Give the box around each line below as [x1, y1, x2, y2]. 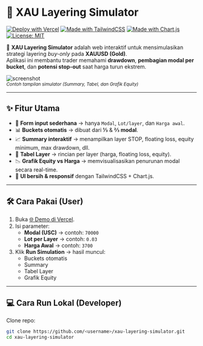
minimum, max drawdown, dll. [14, 144, 90, 151]
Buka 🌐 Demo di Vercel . [14, 215, 75, 223]
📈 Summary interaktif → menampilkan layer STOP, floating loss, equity [14, 135, 195, 142]
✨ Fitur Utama [6, 103, 60, 114]
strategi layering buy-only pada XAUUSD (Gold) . [6, 50, 127, 57]
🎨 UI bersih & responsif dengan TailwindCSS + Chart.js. [14, 172, 155, 179]
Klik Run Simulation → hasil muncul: [14, 248, 106, 255]
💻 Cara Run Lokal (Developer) [6, 298, 122, 308]
